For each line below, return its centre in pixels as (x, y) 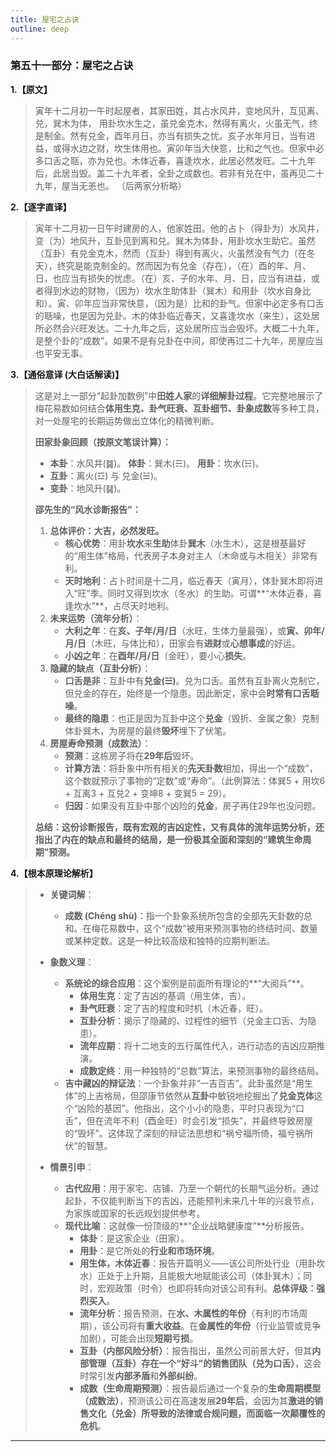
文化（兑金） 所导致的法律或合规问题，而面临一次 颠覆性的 (207, 1413)
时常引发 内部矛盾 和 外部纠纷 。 (141, 1375)
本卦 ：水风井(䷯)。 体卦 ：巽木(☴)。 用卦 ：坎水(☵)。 (157, 463)
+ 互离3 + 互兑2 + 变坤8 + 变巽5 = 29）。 (148, 793)
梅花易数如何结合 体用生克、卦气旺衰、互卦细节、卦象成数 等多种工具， (179, 408)
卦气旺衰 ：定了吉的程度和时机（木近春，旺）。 (174, 1008)
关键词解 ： (72, 894)
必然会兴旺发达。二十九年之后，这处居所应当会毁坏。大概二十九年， (184, 328)
